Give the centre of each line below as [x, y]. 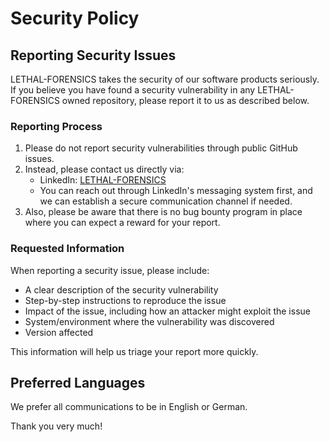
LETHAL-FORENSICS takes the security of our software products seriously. [165, 79]
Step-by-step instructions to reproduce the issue [125, 300]
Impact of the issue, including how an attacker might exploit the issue [167, 311]
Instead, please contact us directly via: [104, 169]
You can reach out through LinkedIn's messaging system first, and [176, 191]
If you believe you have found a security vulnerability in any [133, 90]
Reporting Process [56, 126]
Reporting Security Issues [93, 55]
